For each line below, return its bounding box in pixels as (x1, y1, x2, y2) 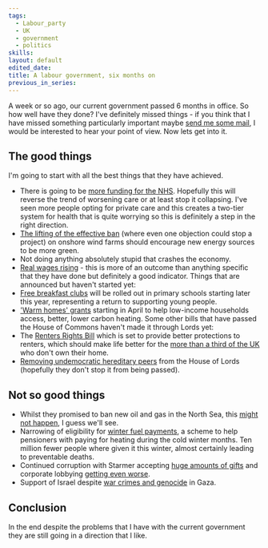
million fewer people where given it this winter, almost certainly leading (19, 444, 254, 453)
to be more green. (19, 246, 80, 256)
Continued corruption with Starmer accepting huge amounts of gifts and (19, 461, 258, 470)
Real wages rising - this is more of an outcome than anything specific (19, 263, 249, 272)
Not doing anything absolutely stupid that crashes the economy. (19, 254, 231, 264)
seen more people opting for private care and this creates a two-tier (19, 203, 244, 213)
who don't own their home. (19, 348, 110, 357)
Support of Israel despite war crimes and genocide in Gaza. (19, 477, 217, 487)
